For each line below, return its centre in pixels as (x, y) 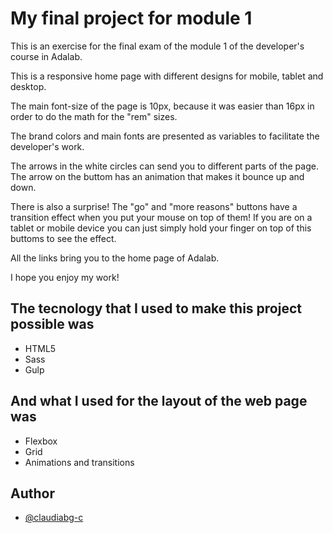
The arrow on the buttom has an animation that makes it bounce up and (157, 176)
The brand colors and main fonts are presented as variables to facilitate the (165, 136)
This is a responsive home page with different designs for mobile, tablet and (167, 76)
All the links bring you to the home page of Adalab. (115, 258)
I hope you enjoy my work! (65, 277)
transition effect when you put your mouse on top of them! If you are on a (161, 217)
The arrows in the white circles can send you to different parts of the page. (164, 166)
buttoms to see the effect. (63, 238)
